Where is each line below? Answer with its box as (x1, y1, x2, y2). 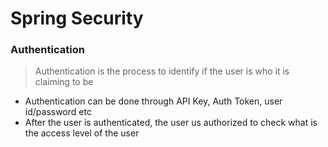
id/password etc (24, 106, 92, 118)
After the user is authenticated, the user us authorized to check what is (24, 117, 318, 129)
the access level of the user (24, 127, 140, 139)
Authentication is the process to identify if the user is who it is (34, 65, 290, 77)
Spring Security (10, 7, 144, 30)
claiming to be (34, 76, 94, 88)
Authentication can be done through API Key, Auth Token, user (24, 95, 283, 107)
